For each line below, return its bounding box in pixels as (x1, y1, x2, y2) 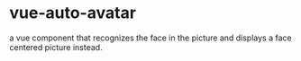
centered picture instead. (9, 41, 103, 52)
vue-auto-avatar (9, 3, 137, 23)
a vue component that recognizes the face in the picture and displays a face (9, 32, 292, 43)
